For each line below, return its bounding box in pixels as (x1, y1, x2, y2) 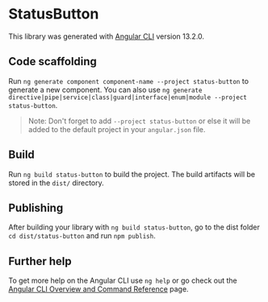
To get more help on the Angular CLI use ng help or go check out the (8, 275, 237, 286)
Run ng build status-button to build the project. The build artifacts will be (8, 169, 256, 179)
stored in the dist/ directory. (8, 178, 105, 188)
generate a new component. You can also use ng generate (8, 85, 203, 94)
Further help (8, 254, 73, 268)
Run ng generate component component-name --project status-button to (8, 76, 249, 85)
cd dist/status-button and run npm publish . (8, 231, 156, 241)
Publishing (8, 201, 64, 214)
